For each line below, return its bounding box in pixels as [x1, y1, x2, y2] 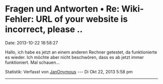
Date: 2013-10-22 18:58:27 [5, 40, 58, 45]
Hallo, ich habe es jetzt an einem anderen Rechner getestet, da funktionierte [5, 49, 158, 55]
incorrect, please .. [5, 24, 83, 35]
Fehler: [5, 14, 34, 25]
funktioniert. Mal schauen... [5, 59, 60, 65]
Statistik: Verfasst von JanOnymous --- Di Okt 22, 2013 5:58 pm [5, 69, 133, 74]
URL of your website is [35, 14, 128, 25]
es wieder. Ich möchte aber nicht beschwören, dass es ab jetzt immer [5, 54, 144, 60]
